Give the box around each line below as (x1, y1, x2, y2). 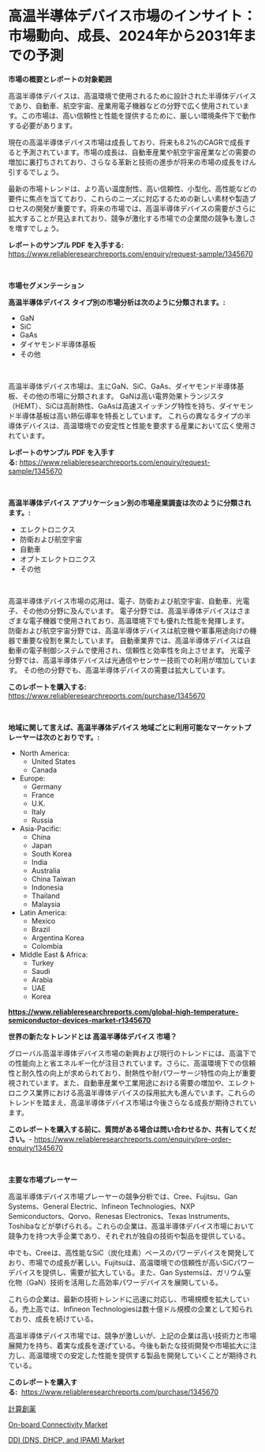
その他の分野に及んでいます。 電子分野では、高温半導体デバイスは (21, 606, 237, 615)
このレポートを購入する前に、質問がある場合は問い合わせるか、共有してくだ (8, 1124, 256, 1134)
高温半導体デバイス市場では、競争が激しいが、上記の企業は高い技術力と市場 (8, 1330, 257, 1340)
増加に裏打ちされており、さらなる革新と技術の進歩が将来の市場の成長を (8, 157, 243, 167)
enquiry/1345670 (8, 1143, 64, 1153)
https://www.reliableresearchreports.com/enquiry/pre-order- (34, 1134, 232, 1144)
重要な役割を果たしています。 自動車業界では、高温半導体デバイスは (21, 635, 244, 645)
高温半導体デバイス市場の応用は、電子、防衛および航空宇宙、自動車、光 (8, 596, 243, 605)
